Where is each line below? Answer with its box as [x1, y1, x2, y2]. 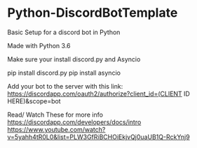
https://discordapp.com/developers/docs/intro [7, 117, 142, 126]
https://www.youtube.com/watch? [7, 125, 106, 133]
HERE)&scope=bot [7, 96, 61, 105]
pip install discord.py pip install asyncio [7, 68, 121, 77]
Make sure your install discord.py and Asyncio [7, 54, 141, 64]
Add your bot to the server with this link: [7, 82, 123, 90]
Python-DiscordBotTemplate [7, 5, 178, 21]
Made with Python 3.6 [7, 41, 71, 50]
